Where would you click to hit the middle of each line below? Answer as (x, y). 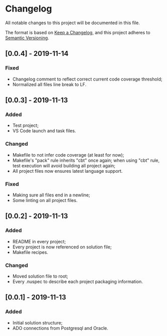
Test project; (26, 125)
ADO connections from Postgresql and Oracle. (60, 328)
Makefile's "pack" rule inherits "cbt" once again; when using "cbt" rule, (86, 160)
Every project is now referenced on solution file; (62, 247)
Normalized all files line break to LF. (49, 84)
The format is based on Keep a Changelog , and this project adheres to (78, 32)
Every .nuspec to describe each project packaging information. (77, 281)
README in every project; (39, 241)
